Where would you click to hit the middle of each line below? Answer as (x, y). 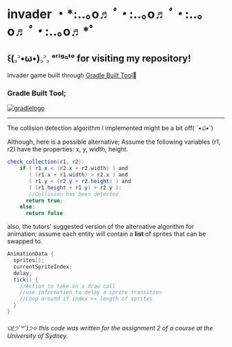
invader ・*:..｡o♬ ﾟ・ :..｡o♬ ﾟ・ (96, 14)
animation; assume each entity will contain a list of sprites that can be (107, 234)
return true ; (44, 200)
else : (28, 207)
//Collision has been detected (74, 194)
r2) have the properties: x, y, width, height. (68, 149)
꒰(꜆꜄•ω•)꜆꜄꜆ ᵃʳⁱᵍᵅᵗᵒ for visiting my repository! (99, 58)
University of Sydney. (38, 335)
